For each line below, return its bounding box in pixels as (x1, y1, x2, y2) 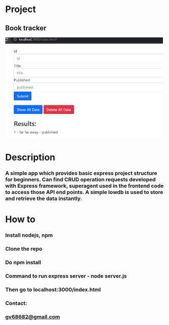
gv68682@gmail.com (5, 313, 61, 320)
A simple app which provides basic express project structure (5, 170, 157, 177)
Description (5, 152, 55, 163)
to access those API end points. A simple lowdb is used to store (5, 188, 163, 195)
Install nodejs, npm (5, 232, 53, 239)
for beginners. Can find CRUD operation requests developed (5, 176, 156, 183)
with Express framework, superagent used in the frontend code (5, 182, 164, 189)
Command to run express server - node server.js (5, 272, 127, 279)
